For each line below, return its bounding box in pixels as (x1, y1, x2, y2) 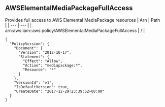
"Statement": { (18, 54, 50, 59)
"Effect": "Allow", (23, 59, 63, 64)
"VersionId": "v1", (14, 80, 54, 85)
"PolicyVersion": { (9, 41, 50, 46)
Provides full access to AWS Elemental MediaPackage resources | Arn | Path (5, 17, 160, 23)
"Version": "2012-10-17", (18, 50, 71, 55)
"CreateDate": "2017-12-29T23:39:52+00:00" (14, 89, 105, 94)
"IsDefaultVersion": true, (14, 84, 69, 89)
